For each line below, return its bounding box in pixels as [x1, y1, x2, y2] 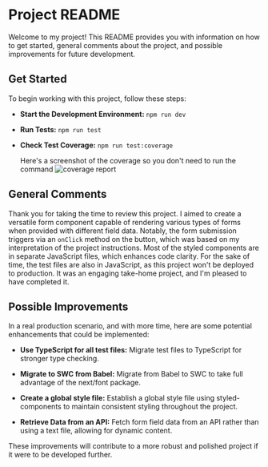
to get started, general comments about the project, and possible [8, 40, 222, 50]
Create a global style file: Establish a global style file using [19, 393, 215, 403]
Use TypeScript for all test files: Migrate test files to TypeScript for [19, 345, 242, 355]
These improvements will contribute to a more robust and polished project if [8, 441, 258, 451]
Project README [8, 6, 121, 24]
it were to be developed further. [8, 450, 113, 460]
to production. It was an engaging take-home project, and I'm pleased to [8, 268, 247, 278]
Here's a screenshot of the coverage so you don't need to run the [19, 155, 236, 165]
